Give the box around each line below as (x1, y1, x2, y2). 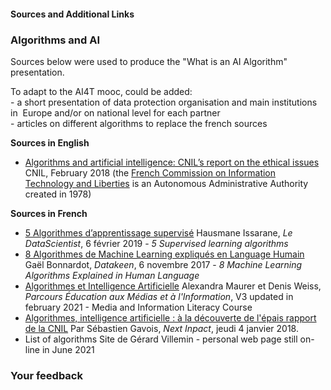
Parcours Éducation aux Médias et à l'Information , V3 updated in (24, 290, 294, 302)
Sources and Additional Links (10, 8, 135, 20)
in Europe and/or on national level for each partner (10, 106, 221, 119)
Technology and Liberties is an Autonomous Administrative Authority (24, 177, 309, 189)
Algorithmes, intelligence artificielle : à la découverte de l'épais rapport (24, 311, 317, 324)
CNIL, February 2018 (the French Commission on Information (24, 166, 277, 179)
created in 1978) (24, 188, 92, 200)
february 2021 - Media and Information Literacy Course (24, 301, 253, 313)
